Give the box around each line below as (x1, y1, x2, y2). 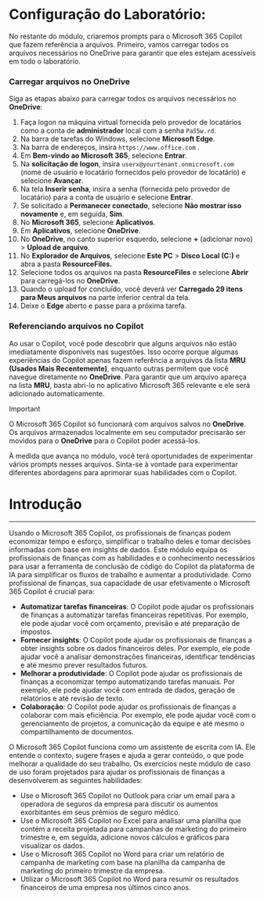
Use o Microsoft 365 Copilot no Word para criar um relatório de (20, 850, 225, 859)
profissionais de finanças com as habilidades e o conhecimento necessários (9, 554, 255, 563)
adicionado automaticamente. (9, 389, 105, 398)
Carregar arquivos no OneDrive (9, 76, 130, 87)
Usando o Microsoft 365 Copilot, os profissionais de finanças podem (9, 529, 231, 538)
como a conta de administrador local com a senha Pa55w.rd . (20, 126, 216, 135)
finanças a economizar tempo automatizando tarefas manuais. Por (20, 677, 235, 686)
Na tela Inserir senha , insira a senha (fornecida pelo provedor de (20, 185, 230, 194)
